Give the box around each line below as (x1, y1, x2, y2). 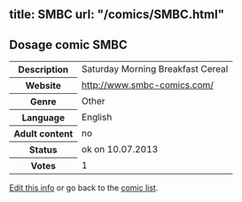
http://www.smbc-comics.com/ (81, 79, 215, 91)
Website (25, 80, 62, 92)
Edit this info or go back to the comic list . (9, 183, 159, 193)
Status (29, 144, 58, 156)
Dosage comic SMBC (9, 37, 128, 52)
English (81, 111, 113, 123)
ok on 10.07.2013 (81, 144, 159, 156)
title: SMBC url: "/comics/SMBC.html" (9, 7, 224, 22)
